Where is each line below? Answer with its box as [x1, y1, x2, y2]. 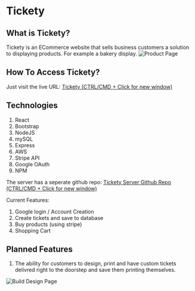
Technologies [6, 100, 58, 111]
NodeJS [14, 129, 35, 136]
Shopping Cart [14, 227, 51, 234]
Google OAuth [14, 160, 50, 168]
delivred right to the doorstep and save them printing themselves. [14, 267, 176, 274]
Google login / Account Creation [14, 208, 94, 215]
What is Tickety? [6, 28, 70, 38]
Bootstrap [14, 122, 39, 129]
